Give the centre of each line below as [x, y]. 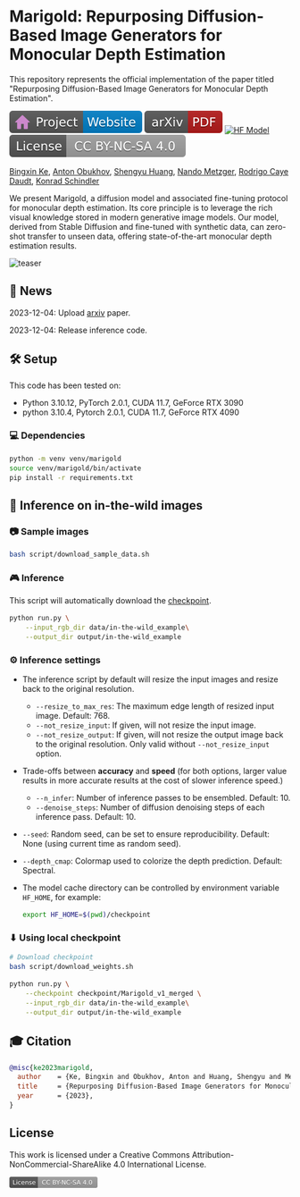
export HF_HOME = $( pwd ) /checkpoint [86, 915]
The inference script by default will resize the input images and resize [150, 679]
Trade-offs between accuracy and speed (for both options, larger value [154, 771]
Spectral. [39, 871]
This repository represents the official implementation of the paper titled [142, 79]
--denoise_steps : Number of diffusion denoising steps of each [150, 807]
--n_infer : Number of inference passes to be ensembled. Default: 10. [163, 798]
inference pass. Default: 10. [86, 817]
